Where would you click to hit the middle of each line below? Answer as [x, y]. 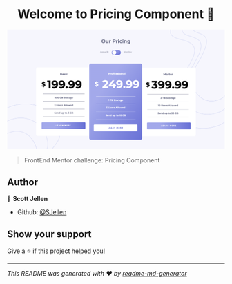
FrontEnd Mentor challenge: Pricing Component [92, 160]
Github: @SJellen [42, 212]
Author [22, 182]
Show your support [49, 234]
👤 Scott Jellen [28, 199]
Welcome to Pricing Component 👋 [116, 14]
